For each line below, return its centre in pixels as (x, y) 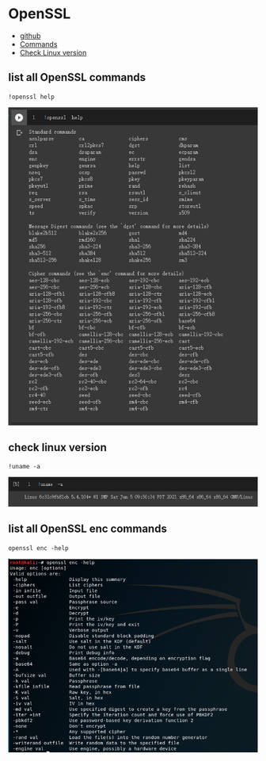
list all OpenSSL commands (77, 77)
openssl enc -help (38, 548)
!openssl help (32, 97)
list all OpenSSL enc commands (88, 529)
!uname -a (25, 467)
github (30, 36)
